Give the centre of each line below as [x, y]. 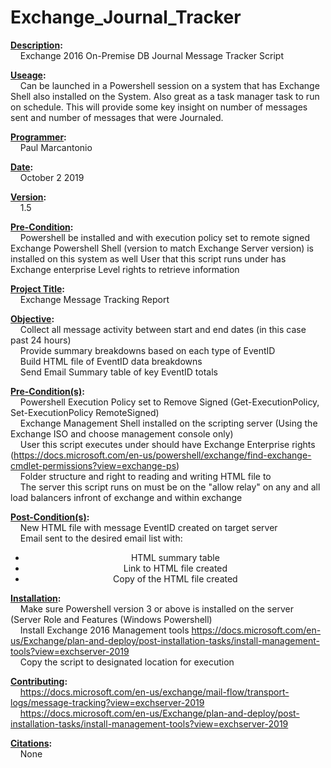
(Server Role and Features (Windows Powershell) [111, 619]
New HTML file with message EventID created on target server [148, 527]
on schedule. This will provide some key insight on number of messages [159, 107]
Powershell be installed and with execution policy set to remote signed [165, 237]
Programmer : [38, 137]
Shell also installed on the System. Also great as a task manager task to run [165, 96]
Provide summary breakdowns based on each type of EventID [147, 350]
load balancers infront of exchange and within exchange [126, 497]
